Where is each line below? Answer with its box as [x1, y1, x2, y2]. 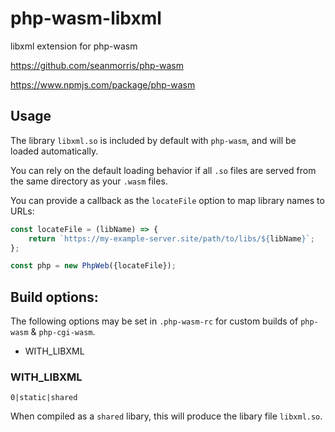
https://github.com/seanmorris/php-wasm [10, 59, 184, 71]
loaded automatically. [10, 145, 99, 157]
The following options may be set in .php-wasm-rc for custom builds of [10, 315, 299, 327]
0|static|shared [10, 393, 78, 403]
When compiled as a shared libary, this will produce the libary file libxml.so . [10, 410, 323, 422]
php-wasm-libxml [10, 7, 162, 30]
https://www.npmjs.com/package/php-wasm [10, 78, 196, 91]
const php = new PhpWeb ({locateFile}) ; [10, 261, 177, 271]
